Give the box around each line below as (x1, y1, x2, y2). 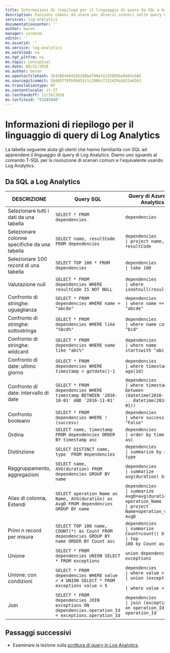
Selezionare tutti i (8, 208, 49, 214)
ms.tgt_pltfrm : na (5, 54, 44, 60)
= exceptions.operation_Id (55, 612, 120, 618)
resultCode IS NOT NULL (55, 287, 113, 292)
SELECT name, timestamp (55, 427, 113, 432)
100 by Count (125, 541, 157, 546)
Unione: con (8, 571, 37, 578)
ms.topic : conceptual (5, 59, 51, 64)
